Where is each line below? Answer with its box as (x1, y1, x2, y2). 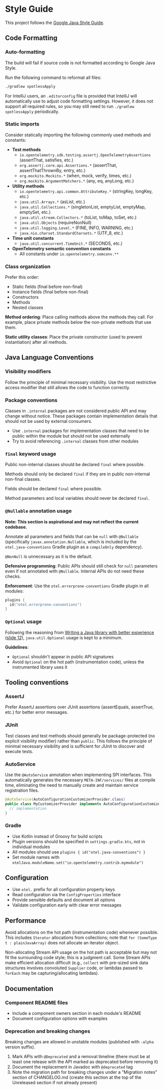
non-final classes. (5, 476, 41, 482)
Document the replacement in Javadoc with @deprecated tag (12, 1064, 133, 1070)
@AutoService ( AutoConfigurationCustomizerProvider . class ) (5, 797, 125, 802)
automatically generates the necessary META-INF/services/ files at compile (5, 777, 156, 783)
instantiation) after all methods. (5, 339, 67, 345)
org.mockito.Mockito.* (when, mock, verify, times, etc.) (19, 173, 132, 179)
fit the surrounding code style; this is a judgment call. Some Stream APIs (5, 955, 151, 960)
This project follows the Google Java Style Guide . (5, 20, 104, 26)
